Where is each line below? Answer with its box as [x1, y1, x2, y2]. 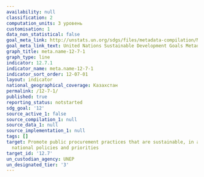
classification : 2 [6, 15, 53, 21]
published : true [6, 94, 47, 100]
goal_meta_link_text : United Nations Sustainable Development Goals [6, 43, 183, 49]
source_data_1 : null [6, 122, 59, 128]
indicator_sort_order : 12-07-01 [6, 71, 88, 77]
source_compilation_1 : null [6, 116, 78, 122]
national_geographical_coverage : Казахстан [6, 83, 118, 89]
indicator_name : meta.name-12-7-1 [6, 65, 94, 72]
